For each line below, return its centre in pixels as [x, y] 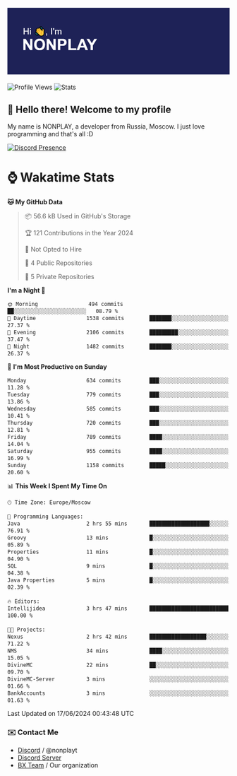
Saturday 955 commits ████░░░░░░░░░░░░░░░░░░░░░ [118, 451]
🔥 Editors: [24, 601]
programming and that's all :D [50, 134]
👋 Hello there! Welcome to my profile [89, 109]
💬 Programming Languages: [45, 517]
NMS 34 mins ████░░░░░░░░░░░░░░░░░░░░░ [118, 651]
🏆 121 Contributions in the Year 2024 [79, 233]
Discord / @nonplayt [47, 751]
